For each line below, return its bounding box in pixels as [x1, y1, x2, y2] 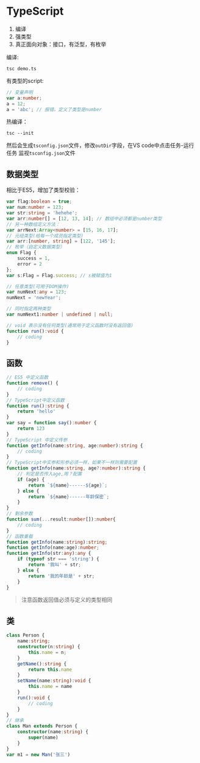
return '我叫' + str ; [28, 562, 81, 568]
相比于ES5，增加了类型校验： [6, 186, 80, 193]
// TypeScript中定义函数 [6, 397, 65, 403]
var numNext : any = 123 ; [6, 289, 67, 295]
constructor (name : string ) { [17, 729, 88, 735]
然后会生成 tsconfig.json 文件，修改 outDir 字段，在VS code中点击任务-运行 [6, 142, 195, 149]
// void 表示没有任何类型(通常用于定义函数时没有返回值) [6, 322, 134, 328]
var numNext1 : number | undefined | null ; [6, 311, 113, 317]
